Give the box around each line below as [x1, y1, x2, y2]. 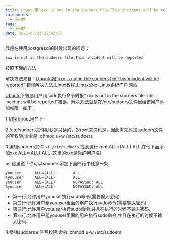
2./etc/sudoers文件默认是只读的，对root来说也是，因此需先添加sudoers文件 [5, 127, 163, 133]
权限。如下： [9, 105, 36, 111]
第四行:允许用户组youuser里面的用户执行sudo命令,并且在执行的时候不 [12, 212, 158, 218]
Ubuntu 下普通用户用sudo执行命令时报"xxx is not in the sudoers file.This [5, 93, 155, 98]
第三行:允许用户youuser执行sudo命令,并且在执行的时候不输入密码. [12, 206, 150, 212]
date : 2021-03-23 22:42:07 [5, 31, 62, 36]
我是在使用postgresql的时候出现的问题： [5, 45, 90, 51]
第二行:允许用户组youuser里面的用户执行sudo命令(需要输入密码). [12, 200, 148, 206]
